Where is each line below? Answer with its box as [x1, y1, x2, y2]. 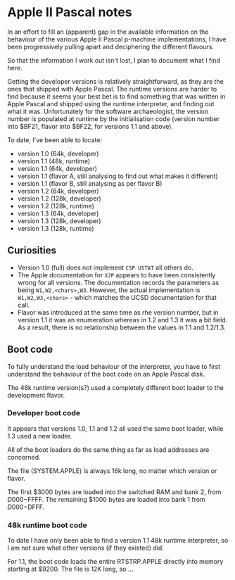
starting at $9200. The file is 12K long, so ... [7, 565, 134, 574]
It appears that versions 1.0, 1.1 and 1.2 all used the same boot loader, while [7, 424, 224, 433]
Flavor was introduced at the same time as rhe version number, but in [17, 308, 219, 317]
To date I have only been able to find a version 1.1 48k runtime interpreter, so [7, 536, 229, 545]
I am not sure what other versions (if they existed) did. [7, 543, 164, 553]
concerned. [7, 453, 41, 461]
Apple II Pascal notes [7, 4, 132, 20]
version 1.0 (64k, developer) [17, 149, 99, 158]
